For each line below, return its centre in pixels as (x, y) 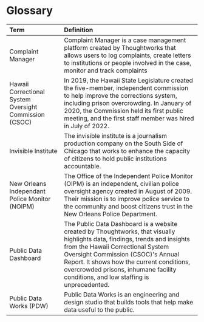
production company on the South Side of (123, 143)
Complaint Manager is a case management (125, 40)
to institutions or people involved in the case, (127, 63)
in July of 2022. (86, 126)
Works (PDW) (29, 306)
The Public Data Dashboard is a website (121, 224)
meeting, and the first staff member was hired (129, 118)
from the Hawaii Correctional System (116, 247)
